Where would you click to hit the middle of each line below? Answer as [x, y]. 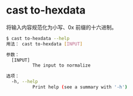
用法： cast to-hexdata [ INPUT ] [44, 44]
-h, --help [25, 82]
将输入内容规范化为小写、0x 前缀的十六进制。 [61, 27]
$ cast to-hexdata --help [38, 38]
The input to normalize [61, 65]
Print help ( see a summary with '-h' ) [80, 87]
